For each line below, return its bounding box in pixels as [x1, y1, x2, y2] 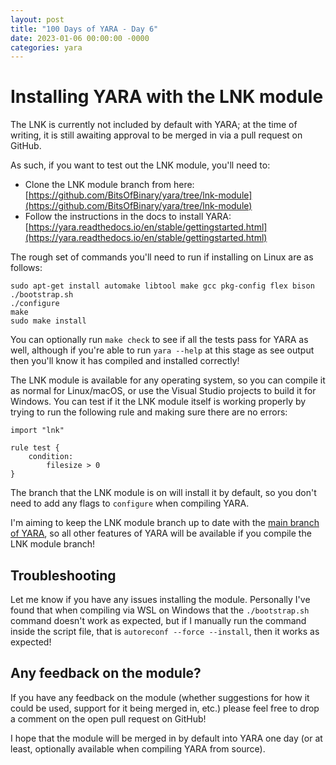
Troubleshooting [10, 567, 117, 584]
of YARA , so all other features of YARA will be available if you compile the [10, 527, 312, 540]
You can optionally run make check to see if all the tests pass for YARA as [10, 334, 309, 346]
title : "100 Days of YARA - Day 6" [10, 24, 159, 34]
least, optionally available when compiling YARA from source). [10, 742, 266, 755]
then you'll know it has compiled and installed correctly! [10, 355, 240, 367]
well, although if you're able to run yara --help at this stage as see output [10, 344, 315, 356]
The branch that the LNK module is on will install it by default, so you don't [10, 487, 317, 499]
